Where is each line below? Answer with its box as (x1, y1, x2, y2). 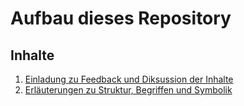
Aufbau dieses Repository (10, 7, 232, 30)
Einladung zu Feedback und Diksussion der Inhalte (24, 73, 234, 85)
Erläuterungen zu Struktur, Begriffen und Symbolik (24, 84, 233, 96)
